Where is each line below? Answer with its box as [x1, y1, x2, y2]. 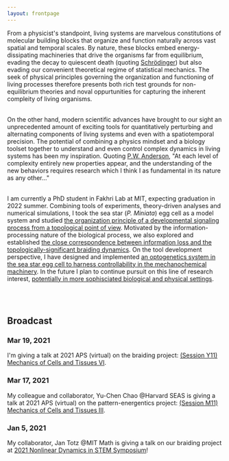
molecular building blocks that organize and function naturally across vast [7, 36, 216, 45]
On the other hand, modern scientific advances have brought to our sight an [7, 115, 222, 124]
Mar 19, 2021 [7, 335, 51, 345]
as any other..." [7, 173, 50, 182]
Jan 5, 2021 [7, 423, 47, 433]
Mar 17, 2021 [7, 376, 49, 385]
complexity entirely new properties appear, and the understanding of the [7, 159, 213, 167]
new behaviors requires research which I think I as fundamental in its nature [7, 166, 221, 175]
